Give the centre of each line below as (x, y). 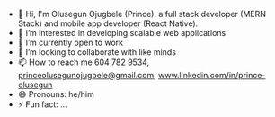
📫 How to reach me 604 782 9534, (84, 62)
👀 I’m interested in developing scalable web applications (122, 33)
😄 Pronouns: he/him (56, 94)
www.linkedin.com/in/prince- (212, 75)
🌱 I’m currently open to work (71, 42)
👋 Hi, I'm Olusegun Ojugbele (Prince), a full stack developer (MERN (142, 14)
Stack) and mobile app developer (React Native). (108, 23)
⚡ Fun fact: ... (42, 104)
